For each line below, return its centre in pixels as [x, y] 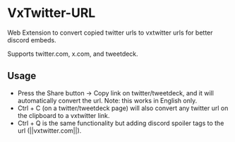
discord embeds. [32, 40]
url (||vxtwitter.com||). [49, 130]
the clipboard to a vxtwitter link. [64, 115]
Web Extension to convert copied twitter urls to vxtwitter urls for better [110, 32]
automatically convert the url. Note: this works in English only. [107, 100]
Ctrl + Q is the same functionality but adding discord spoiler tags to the [121, 123]
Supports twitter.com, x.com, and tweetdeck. [73, 54]
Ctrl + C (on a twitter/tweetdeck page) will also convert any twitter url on [123, 108]
